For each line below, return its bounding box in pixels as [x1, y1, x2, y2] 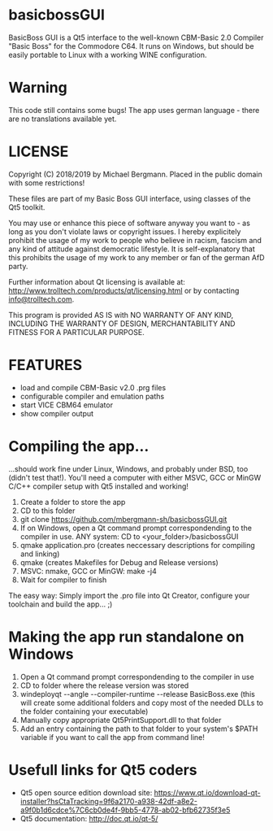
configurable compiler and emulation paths [19, 391, 165, 401]
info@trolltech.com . [8, 294, 75, 304]
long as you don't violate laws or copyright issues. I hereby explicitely [8, 226, 241, 237]
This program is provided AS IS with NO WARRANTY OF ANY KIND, [8, 310, 234, 320]
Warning [8, 79, 67, 97]
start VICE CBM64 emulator [19, 400, 114, 410]
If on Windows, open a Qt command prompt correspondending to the [19, 523, 252, 533]
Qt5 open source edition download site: [19, 787, 153, 798]
